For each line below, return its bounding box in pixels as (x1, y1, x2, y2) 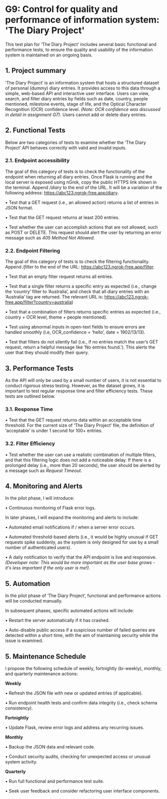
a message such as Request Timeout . (5, 467, 82, 473)
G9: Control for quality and (5, 3, 118, 15)
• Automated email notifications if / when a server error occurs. (5, 524, 136, 530)
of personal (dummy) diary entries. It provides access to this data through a (5, 85, 161, 91)
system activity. (5, 759, 37, 764)
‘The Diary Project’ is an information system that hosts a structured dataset (5, 79, 160, 85)
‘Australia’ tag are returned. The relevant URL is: (5, 294, 104, 300)
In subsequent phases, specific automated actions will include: (5, 607, 134, 613)
